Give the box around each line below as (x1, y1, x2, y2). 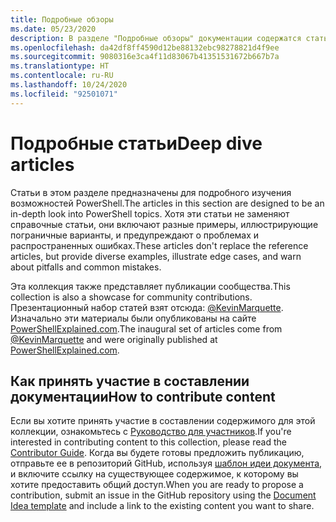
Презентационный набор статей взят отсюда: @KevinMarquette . (10, 301, 284, 313)
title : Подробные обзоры (10, 14, 114, 25)
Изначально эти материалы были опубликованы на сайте (10, 312, 257, 324)
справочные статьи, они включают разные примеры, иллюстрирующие (10, 218, 319, 230)
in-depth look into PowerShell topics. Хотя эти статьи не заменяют (10, 207, 290, 220)
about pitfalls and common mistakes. (10, 261, 162, 273)
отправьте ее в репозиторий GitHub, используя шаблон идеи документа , (10, 457, 323, 470)
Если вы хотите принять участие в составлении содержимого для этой (10, 415, 316, 427)
